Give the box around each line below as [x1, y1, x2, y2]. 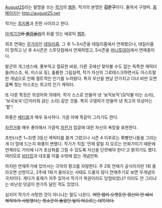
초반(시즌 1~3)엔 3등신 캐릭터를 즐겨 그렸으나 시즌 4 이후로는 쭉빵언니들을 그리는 [5, 135, 157, 140]
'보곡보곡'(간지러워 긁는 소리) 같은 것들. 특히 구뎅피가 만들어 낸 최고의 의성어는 [5, 98, 153, 104]
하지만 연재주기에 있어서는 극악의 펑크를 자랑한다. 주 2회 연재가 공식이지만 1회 [5, 163, 151, 169]
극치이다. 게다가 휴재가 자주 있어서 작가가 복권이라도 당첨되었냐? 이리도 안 [5, 176, 144, 181]
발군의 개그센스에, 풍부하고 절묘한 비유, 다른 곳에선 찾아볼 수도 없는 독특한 [5, 63, 144, 69]
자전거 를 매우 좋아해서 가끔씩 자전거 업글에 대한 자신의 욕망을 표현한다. [5, 125, 138, 130]
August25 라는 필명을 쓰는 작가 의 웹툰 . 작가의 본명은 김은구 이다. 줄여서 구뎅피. [5, 4, 152, 10]
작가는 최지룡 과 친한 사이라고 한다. [5, 21, 70, 26]
